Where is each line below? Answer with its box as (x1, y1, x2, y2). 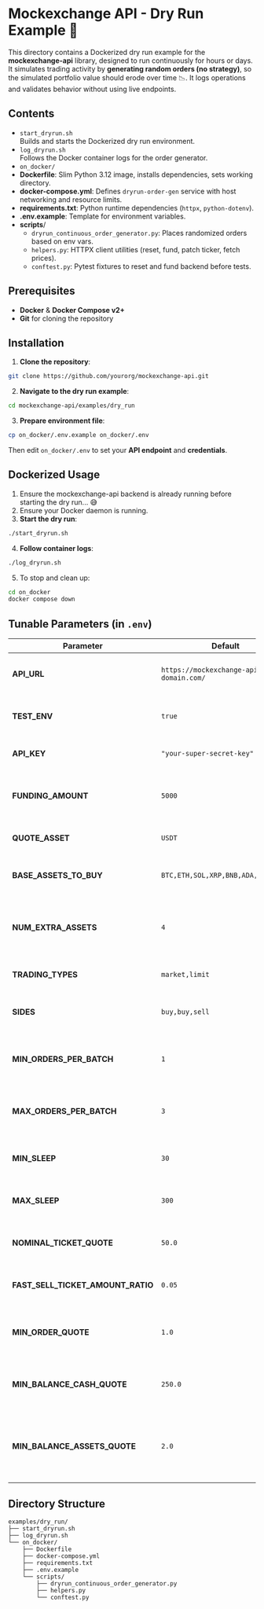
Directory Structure (8, 1497, 106, 1510)
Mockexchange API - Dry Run (8, 5, 204, 23)
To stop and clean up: (19, 573, 90, 582)
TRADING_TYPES (12, 969, 79, 980)
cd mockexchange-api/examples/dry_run (8, 402, 135, 410)
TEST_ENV (12, 711, 53, 722)
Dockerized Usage (8, 468, 101, 482)
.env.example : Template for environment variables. (19, 211, 186, 221)
